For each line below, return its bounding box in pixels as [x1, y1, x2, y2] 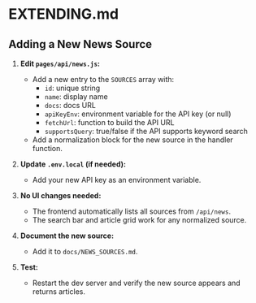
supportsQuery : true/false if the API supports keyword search [44, 127, 248, 136]
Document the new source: [20, 231, 115, 240]
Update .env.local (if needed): [20, 159, 126, 169]
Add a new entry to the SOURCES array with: [32, 75, 175, 84]
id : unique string [44, 83, 101, 93]
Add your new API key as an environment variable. [32, 175, 202, 184]
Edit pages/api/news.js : [20, 58, 100, 68]
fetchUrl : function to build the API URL [44, 118, 175, 127]
